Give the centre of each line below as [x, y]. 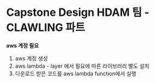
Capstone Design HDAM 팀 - [78, 12]
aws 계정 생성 [31, 58]
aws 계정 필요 [23, 45]
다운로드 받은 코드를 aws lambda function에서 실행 [76, 73]
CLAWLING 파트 [46, 28]
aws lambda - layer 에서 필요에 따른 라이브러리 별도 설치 [82, 66]
